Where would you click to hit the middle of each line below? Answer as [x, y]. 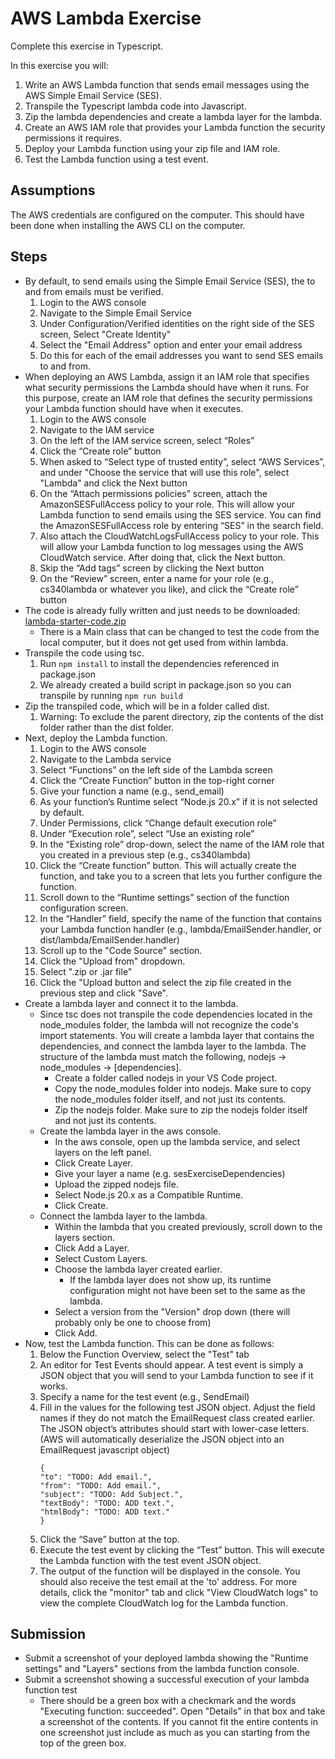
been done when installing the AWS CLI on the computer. [128, 225]
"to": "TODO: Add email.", [96, 1477]
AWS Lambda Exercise [106, 18]
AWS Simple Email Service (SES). [93, 95]
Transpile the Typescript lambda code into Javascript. [135, 106]
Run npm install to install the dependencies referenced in [159, 663]
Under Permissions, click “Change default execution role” [158, 823]
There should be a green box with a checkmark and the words [168, 1701]
